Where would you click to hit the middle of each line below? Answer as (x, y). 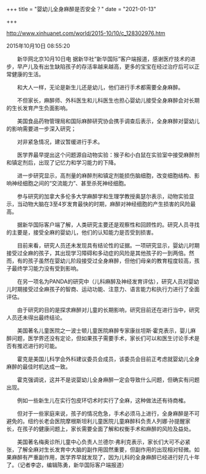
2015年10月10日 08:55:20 (38, 46)
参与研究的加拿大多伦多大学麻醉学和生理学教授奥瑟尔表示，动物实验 (103, 196)
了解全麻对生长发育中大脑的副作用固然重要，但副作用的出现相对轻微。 (105, 449)
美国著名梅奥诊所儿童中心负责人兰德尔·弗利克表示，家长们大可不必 (101, 442)
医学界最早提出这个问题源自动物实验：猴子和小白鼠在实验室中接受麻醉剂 (108, 155)
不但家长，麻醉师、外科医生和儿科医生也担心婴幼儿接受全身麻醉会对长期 (108, 100)
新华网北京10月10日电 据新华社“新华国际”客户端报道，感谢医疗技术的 (104, 59)
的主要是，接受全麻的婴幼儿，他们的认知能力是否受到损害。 (82, 232)
